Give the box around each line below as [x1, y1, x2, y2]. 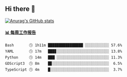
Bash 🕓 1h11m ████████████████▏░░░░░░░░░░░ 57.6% [5, 43, 123, 48]
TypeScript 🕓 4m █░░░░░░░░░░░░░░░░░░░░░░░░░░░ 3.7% [5, 67, 123, 72]
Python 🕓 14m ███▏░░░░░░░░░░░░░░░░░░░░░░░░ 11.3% [5, 55, 123, 60]
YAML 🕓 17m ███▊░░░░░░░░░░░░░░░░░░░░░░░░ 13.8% [5, 49, 123, 54]
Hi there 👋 [5, 5, 36, 13]
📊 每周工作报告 [5, 30, 36, 36]
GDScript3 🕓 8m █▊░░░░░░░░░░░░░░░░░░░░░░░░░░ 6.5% [5, 61, 123, 66]
